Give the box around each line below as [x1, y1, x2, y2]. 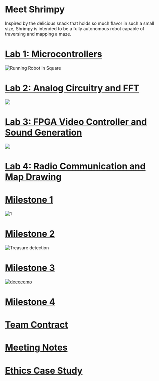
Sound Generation [5, 127, 82, 138]
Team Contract [5, 319, 68, 331]
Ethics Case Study [5, 365, 83, 376]
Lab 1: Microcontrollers [5, 49, 102, 60]
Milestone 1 [5, 194, 53, 206]
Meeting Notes [5, 342, 68, 353]
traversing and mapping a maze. [5, 31, 71, 37]
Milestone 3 [5, 262, 55, 273]
